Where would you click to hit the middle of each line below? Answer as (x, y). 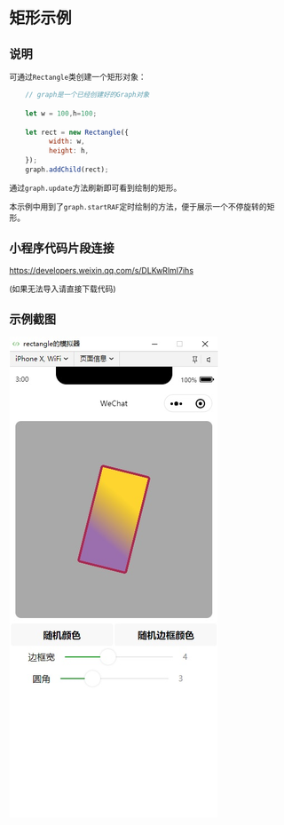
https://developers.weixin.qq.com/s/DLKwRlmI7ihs (101, 270)
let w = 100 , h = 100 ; (61, 113)
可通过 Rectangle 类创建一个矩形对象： (78, 77)
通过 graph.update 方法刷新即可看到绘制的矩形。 (95, 187)
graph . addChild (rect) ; (67, 170)
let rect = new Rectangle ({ (77, 132)
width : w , (67, 142)
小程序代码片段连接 (62, 248)
